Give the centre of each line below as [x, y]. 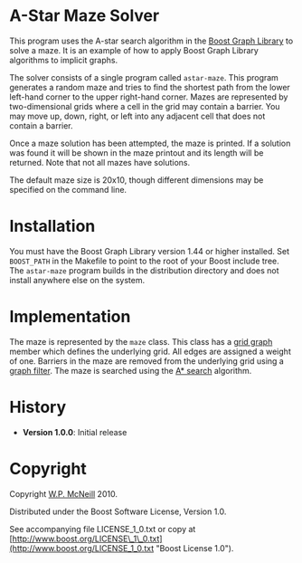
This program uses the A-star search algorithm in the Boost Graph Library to [151, 41]
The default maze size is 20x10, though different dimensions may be [137, 180]
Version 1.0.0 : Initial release [75, 432]
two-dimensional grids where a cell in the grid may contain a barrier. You [145, 106]
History [38, 407]
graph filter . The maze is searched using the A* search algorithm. [131, 370]
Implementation [70, 317]
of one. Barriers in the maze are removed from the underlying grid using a [147, 361]
